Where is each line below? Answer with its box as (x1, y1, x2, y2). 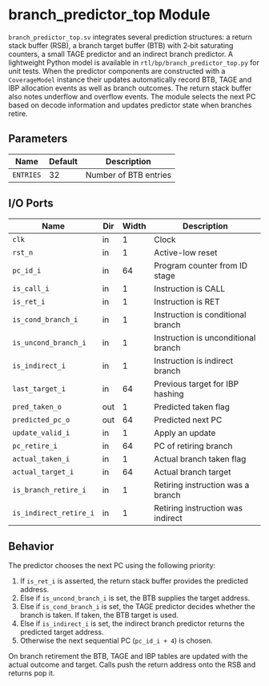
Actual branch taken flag (154, 453, 247, 464)
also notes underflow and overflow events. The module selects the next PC (8, 91, 256, 101)
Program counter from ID (154, 260, 248, 271)
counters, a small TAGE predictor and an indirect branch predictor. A (8, 49, 234, 59)
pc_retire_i (12, 441, 58, 450)
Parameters (8, 132, 68, 146)
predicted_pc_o (12, 415, 70, 424)
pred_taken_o (12, 402, 62, 411)
